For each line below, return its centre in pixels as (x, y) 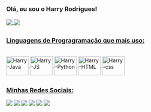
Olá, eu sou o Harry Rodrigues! (52, 9)
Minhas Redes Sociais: (40, 90)
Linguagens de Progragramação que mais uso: (75, 40)
